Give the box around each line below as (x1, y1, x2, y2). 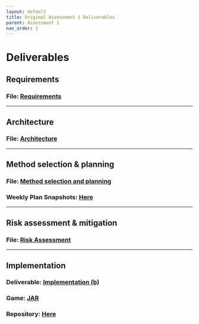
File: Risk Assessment (6, 236, 71, 244)
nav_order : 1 (6, 25, 38, 31)
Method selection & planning (6, 160, 114, 170)
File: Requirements (6, 92, 62, 100)
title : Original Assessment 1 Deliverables (6, 14, 115, 20)
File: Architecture (6, 135, 57, 143)
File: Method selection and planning (6, 177, 111, 186)
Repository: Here (6, 310, 56, 318)
